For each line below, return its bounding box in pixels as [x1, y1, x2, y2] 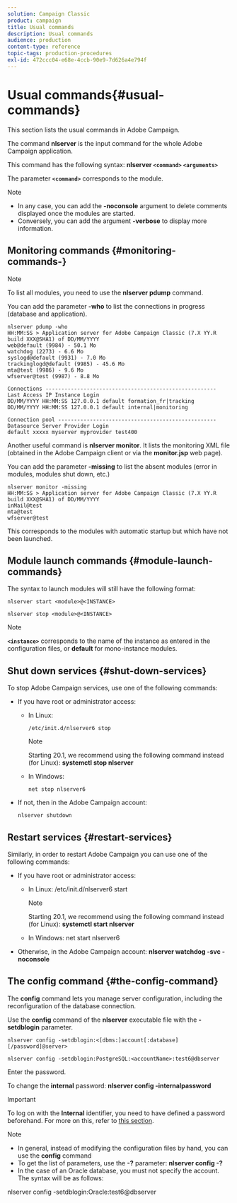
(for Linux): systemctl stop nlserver [28, 758, 134, 767]
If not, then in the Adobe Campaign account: [17, 798, 147, 807]
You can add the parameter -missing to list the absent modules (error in [7, 462, 217, 471]
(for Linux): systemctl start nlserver [28, 920, 134, 928]
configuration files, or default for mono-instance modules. [7, 644, 178, 653]
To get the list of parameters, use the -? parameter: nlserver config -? [17, 1158, 223, 1167]
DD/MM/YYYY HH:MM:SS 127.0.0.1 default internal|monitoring [7, 404, 189, 411]
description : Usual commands [7, 30, 93, 38]
